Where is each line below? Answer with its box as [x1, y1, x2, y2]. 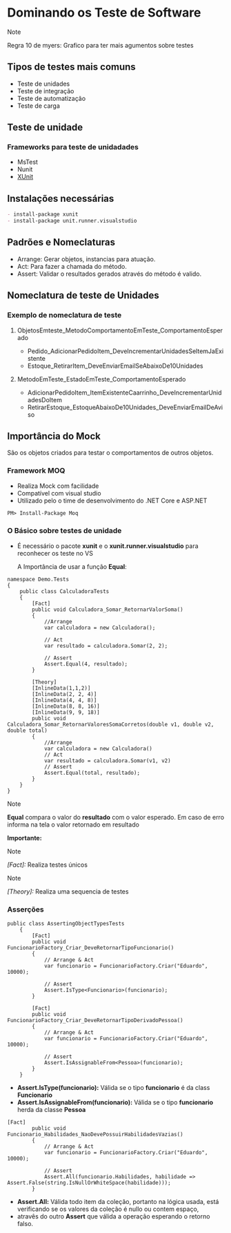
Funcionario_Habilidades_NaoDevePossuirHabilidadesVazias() [7, 1131, 184, 1138]
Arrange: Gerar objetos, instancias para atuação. [17, 254, 156, 263]
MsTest [17, 158, 38, 167]
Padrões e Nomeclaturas [7, 236, 116, 248]
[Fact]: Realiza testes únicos [7, 860, 88, 869]
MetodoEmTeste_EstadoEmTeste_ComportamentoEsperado [17, 375, 186, 383]
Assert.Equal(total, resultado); [43, 769, 140, 776]
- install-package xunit [7, 211, 79, 218]
